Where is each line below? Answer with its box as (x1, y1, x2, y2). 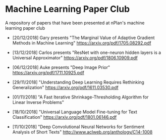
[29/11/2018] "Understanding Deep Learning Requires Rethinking (12, 79, 145, 85)
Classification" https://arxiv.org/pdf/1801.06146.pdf (12, 114, 117, 120)
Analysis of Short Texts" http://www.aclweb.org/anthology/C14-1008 (12, 129, 153, 135)
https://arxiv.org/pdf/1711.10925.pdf (12, 69, 84, 75)
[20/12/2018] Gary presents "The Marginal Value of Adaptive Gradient (12, 35, 155, 41)
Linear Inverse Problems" (12, 99, 64, 105)
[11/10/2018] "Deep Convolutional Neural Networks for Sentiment (12, 124, 145, 130)
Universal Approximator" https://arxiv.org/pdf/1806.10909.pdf (12, 54, 138, 60)
